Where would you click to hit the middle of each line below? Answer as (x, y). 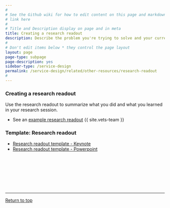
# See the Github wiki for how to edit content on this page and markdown (86, 15)
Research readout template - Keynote (52, 144)
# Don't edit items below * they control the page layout (68, 48)
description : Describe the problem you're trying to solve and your (79, 38)
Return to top (19, 200)
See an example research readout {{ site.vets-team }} (68, 120)
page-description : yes (29, 62)
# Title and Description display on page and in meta (63, 29)
